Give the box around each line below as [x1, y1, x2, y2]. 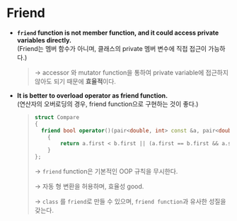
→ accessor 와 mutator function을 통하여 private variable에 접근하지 [34, 68, 229, 76]
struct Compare [34, 113, 79, 121]
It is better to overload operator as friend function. [16, 91, 168, 100]
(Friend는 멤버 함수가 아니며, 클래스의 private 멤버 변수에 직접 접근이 [16, 44, 207, 52]
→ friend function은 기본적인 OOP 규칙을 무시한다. [34, 167, 178, 176]
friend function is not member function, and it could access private [16, 28, 219, 37]
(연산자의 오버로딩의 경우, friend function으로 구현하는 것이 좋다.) [16, 99, 199, 108]
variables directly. [16, 35, 72, 44]
